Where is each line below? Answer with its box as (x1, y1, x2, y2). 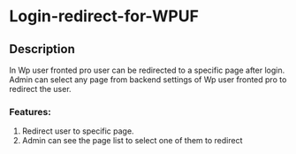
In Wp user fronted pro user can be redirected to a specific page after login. (9, 65, 285, 75)
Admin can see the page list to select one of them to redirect (21, 135, 243, 146)
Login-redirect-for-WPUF (9, 6, 199, 27)
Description (9, 42, 75, 57)
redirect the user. (9, 84, 72, 94)
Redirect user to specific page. (21, 126, 134, 136)
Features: (9, 105, 51, 118)
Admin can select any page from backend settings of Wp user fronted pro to (9, 74, 287, 85)
